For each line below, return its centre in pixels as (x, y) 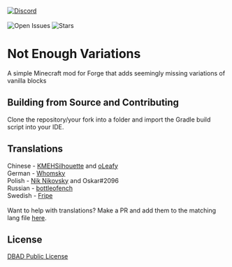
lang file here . (27, 217)
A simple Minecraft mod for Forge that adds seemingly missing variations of (116, 73)
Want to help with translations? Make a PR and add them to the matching (112, 210)
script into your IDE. (36, 127)
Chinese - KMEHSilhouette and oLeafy (63, 166)
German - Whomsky (36, 173)
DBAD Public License (38, 257)
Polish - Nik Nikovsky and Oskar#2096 (63, 180)
